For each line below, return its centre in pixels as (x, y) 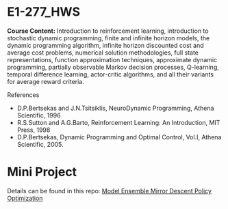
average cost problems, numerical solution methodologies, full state (103, 53)
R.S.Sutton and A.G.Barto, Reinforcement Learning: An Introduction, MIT (118, 122)
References (23, 95)
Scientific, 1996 (39, 115)
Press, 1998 (34, 130)
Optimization (25, 198)
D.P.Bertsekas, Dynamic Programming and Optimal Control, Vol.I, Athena (119, 137)
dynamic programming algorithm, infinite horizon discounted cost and (105, 45)
